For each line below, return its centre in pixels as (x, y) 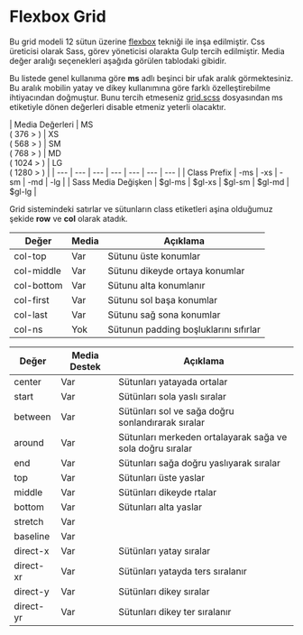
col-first (32, 299)
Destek (85, 366)
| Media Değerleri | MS (51, 124)
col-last (31, 315)
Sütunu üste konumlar (154, 256)
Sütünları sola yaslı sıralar (173, 396)
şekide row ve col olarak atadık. (69, 218)
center (28, 382)
